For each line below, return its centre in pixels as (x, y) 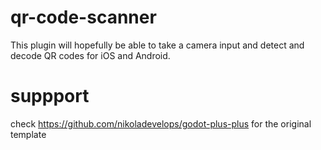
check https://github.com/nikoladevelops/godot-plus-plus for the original (161, 123)
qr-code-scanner (83, 17)
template (28, 134)
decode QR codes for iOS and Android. (90, 55)
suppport (50, 96)
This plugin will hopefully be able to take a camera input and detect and (157, 45)
